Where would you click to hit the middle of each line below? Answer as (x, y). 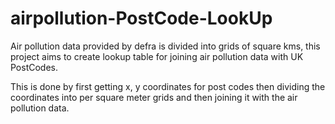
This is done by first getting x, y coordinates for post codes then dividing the (168, 86)
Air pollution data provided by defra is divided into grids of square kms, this (165, 46)
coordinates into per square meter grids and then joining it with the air (154, 97)
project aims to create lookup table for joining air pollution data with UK (157, 56)
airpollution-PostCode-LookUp (141, 18)
